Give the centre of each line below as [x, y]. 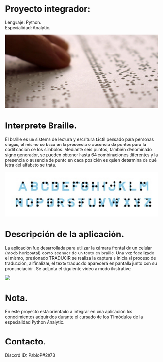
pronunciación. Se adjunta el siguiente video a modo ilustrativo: [68, 268]
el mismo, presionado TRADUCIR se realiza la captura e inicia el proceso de [81, 258]
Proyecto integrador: [48, 9]
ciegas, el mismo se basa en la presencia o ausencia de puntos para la [76, 145]
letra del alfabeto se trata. [31, 165]
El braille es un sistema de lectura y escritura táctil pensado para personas [80, 139]
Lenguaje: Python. [23, 22]
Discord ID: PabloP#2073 [30, 355]
